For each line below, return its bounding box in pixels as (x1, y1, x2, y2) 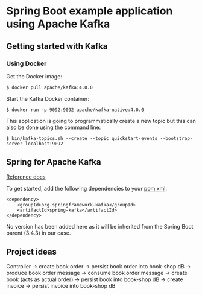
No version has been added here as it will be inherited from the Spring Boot (6, 223, 194, 230)
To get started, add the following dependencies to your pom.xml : (6, 185, 168, 192)
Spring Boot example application (6, 4, 173, 18)
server (6, 141, 23, 147)
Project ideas (6, 247, 57, 257)
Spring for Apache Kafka (6, 157, 101, 167)
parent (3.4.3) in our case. (6, 229, 71, 236)
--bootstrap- (160, 135, 193, 141)
